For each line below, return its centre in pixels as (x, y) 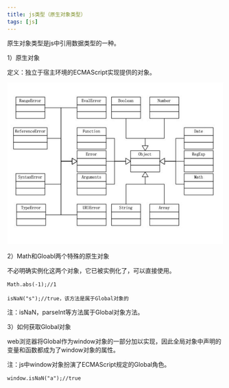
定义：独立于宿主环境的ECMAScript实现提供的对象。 (81, 72)
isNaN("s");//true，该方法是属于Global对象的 (68, 298)
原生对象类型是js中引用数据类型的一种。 (63, 43)
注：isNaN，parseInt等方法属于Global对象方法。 (75, 312)
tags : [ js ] (23, 22)
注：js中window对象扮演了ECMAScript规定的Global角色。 (89, 364)
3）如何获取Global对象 (39, 326)
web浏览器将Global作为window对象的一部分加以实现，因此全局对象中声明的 (114, 341)
